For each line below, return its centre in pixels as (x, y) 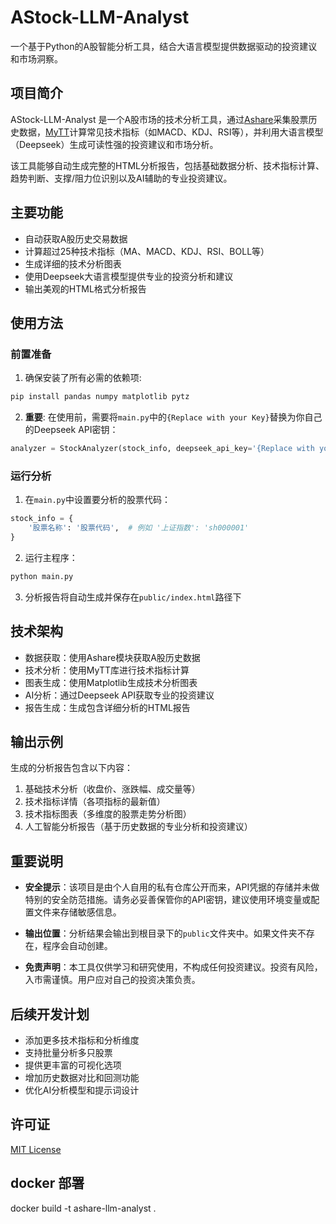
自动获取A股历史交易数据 (76, 238)
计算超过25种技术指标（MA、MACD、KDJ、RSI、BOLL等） (147, 251)
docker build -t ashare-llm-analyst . (83, 1208)
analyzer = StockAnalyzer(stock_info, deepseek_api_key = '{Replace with (162, 449)
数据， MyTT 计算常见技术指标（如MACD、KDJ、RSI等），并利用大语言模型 (171, 132)
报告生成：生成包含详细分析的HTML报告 (107, 707)
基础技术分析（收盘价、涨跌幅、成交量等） (112, 789)
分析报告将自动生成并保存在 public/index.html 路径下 (133, 597)
